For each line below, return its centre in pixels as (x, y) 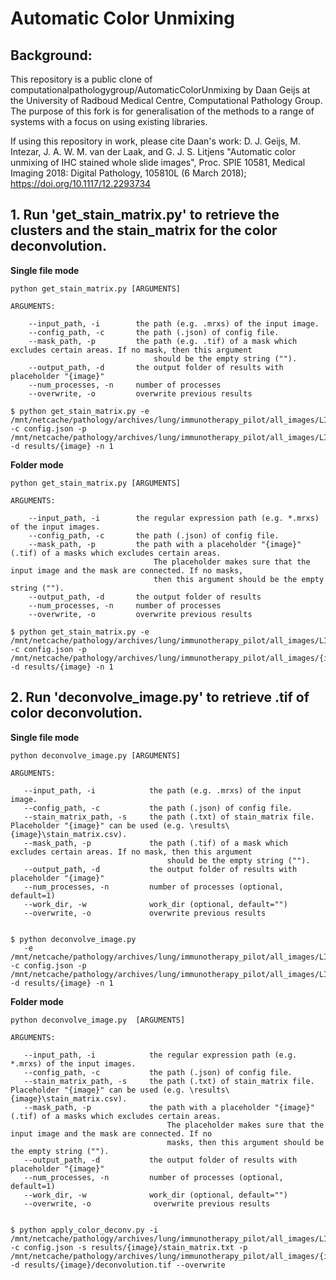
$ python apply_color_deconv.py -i (84, 1230)
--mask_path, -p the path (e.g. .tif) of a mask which (163, 341)
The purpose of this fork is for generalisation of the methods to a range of (162, 111)
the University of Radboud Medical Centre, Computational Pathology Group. (166, 100)
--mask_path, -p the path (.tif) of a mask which (155, 843)
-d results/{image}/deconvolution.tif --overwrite (118, 1265)
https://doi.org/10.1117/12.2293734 (81, 183)
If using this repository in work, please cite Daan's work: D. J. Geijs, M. (156, 141)
